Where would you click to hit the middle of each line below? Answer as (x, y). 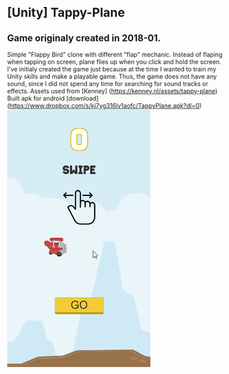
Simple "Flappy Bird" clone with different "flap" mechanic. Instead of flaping (115, 54)
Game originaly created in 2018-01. (84, 38)
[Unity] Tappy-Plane (66, 13)
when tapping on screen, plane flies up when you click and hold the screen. (114, 62)
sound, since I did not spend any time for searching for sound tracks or (108, 84)
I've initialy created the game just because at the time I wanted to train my (112, 69)
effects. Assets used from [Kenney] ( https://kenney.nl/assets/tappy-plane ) (112, 91)
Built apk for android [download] (53, 98)
